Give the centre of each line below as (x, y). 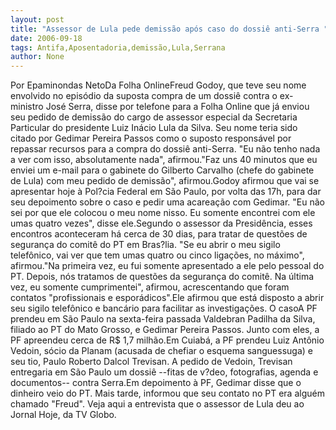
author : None (37, 57)
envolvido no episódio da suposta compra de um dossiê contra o (144, 96)
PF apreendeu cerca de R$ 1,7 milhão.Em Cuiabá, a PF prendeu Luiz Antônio (167, 340)
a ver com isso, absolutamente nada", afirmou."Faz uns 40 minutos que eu (164, 160)
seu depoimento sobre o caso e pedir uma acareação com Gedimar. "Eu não (167, 202)
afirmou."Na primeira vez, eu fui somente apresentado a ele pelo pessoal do (167, 266)
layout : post (37, 19)
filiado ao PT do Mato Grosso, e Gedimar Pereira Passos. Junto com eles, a (165, 330)
